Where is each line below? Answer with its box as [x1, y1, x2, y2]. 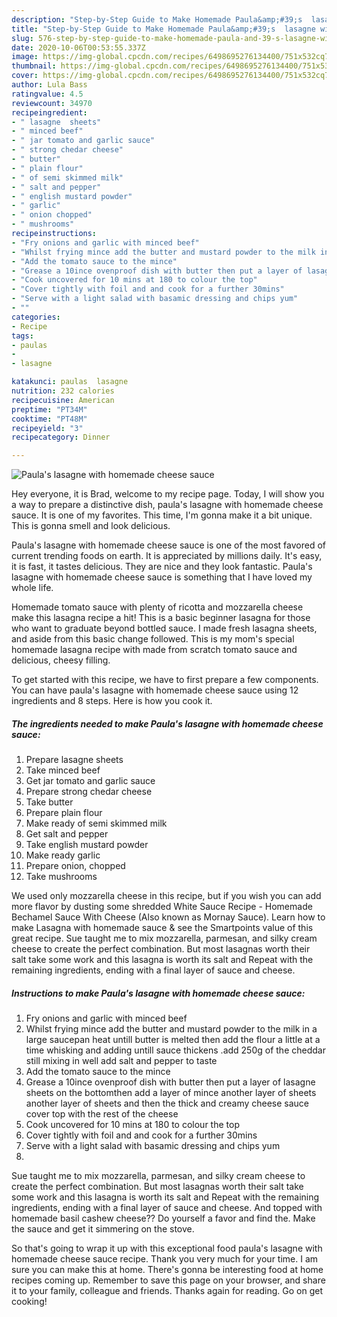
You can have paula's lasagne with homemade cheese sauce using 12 [11, 684, 299, 696]
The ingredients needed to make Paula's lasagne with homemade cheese [11, 717, 324, 730]
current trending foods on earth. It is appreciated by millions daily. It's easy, [11, 550, 323, 562]
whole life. [11, 582, 54, 594]
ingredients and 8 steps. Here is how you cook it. [11, 695, 213, 707]
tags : [11, 331, 34, 341]
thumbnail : [11, 61, 57, 71]
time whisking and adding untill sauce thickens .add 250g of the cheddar [25, 1044, 326, 1056]
